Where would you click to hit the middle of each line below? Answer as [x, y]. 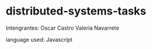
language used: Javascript [39, 39]
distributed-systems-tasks [76, 11]
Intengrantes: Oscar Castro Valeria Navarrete [63, 28]
